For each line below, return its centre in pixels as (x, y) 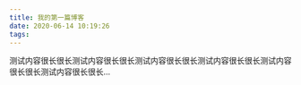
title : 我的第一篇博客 (47, 17)
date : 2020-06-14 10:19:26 (60, 26)
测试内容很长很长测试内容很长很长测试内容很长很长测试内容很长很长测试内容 (150, 61)
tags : (19, 34)
